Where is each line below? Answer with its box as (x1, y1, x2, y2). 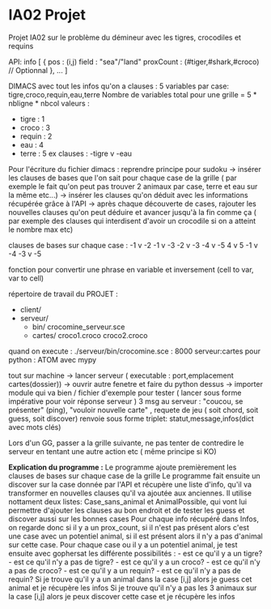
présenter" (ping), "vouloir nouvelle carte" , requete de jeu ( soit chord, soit (8, 405, 259, 414)
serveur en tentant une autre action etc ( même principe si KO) (8, 446, 217, 456)
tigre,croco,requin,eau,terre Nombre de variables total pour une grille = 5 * (8, 89, 257, 99)
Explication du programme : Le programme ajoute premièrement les (8, 462, 237, 472)
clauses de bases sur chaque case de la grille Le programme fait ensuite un (8, 470, 260, 480)
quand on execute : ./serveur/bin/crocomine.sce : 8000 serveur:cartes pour (8, 346, 261, 356)
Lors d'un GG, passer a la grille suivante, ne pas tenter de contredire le (8, 438, 244, 448)
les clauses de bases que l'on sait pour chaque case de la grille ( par (8, 173, 237, 182)
